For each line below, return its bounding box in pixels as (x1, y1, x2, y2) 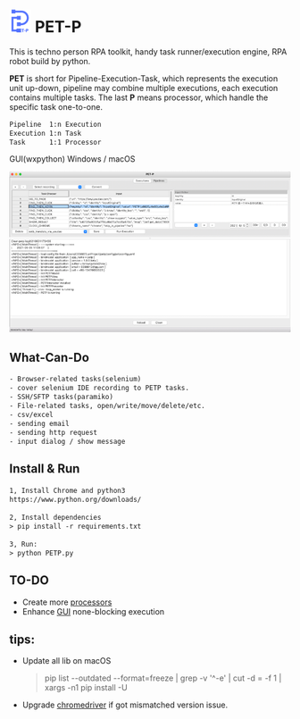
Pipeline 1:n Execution (9, 120, 102, 129)
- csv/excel (9, 410, 54, 419)
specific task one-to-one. (9, 101, 103, 112)
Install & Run (9, 461, 80, 477)
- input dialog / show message (9, 437, 126, 446)
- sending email (9, 419, 70, 428)
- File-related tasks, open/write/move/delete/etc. (9, 401, 205, 410)
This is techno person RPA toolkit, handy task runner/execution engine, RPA (9, 46, 287, 57)
